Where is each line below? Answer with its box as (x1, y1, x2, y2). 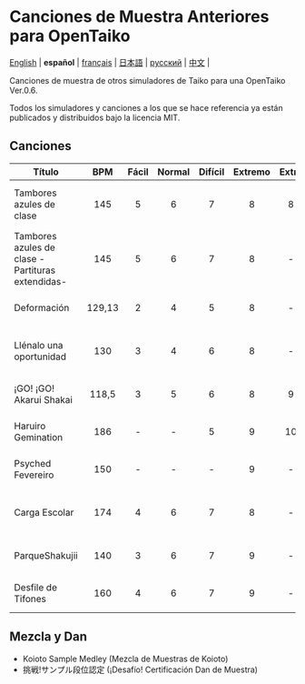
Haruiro (14, 419, 46, 432)
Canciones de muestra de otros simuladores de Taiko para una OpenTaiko (9, 75, 286, 85)
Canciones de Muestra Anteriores (9, 6, 270, 27)
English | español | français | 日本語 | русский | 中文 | (9, 56, 211, 67)
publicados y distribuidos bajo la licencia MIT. (9, 112, 181, 123)
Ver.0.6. (9, 85, 38, 96)
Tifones (14, 592, 47, 605)
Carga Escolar (14, 506, 74, 518)
